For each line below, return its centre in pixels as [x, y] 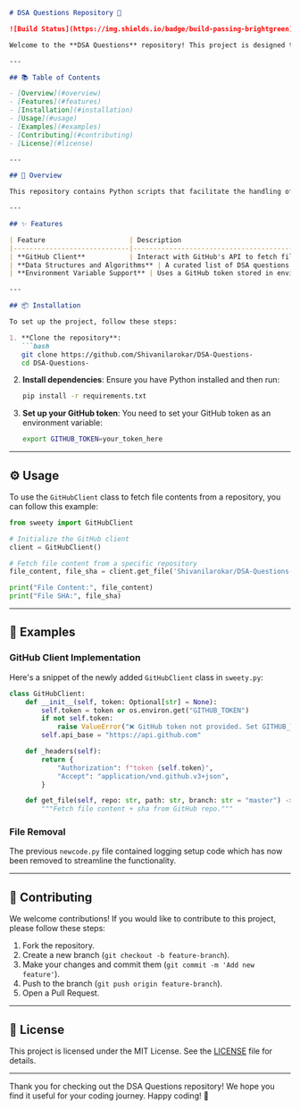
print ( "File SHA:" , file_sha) [66, 596]
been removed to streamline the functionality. [93, 861]
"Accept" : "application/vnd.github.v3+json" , [143, 776]
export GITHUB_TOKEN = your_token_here [92, 439]
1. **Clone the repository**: [66, 338]
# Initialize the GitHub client [69, 539]
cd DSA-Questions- [55, 363]
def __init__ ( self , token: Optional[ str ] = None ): [121, 702]
